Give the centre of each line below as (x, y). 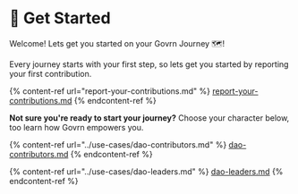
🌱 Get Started (60, 18)
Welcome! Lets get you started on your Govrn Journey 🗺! (117, 43)
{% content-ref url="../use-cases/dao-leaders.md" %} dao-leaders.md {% (146, 171)
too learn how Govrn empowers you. (77, 127)
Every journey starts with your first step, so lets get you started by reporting (149, 64)
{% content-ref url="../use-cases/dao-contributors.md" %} (118, 144)
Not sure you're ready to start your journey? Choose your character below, (149, 118)
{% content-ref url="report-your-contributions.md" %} (110, 91)
